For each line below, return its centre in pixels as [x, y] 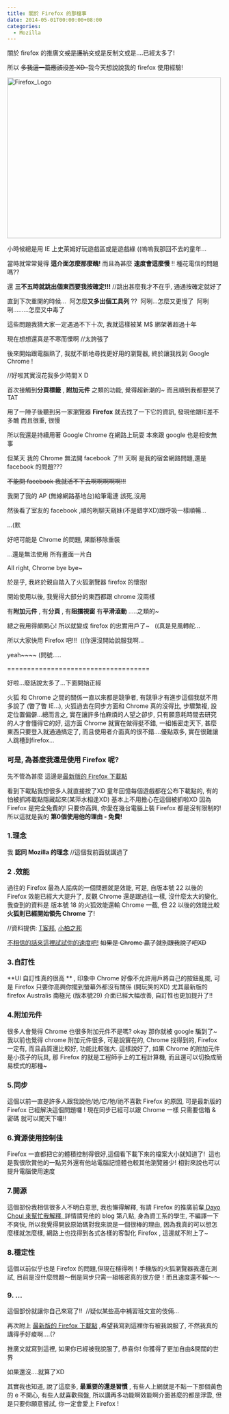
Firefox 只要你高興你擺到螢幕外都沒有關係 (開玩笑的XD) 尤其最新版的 [111, 987]
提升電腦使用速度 [31, 1171]
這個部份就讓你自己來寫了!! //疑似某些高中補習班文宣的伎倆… [93, 1311]
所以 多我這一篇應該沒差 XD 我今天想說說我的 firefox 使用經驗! [95, 68]
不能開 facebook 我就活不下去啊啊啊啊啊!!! [67, 482]
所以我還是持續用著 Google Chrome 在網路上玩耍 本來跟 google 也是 [103, 435]
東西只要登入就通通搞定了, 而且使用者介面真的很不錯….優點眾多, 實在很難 [110, 732]
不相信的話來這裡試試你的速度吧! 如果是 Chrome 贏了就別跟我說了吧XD [107, 943]
